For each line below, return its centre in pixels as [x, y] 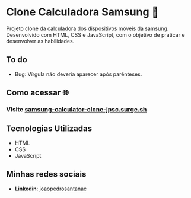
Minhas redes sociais [46, 174]
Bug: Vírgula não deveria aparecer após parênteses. [78, 74]
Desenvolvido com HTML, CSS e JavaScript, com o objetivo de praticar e [95, 34]
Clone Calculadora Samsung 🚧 [82, 12]
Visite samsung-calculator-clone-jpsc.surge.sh [77, 110]
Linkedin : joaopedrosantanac [51, 189]
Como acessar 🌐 [38, 93]
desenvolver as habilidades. [40, 41]
